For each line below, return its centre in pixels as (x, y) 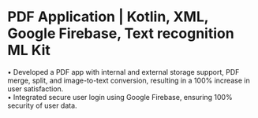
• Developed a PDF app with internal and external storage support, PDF (123, 72)
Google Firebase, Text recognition (121, 33)
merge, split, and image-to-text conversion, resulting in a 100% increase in (129, 80)
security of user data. (42, 105)
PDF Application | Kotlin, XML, (108, 17)
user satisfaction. (36, 88)
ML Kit (29, 50)
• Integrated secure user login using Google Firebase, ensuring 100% (120, 97)
